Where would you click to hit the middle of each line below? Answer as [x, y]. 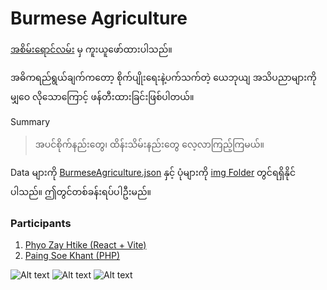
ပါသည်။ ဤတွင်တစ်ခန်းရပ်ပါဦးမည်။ [81, 191]
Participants [41, 223]
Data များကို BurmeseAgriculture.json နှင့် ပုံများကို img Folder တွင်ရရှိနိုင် [153, 172]
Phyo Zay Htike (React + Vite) [85, 245]
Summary [30, 121]
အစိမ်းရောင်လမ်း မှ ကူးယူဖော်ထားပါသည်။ [91, 49]
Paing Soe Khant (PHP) [72, 256]
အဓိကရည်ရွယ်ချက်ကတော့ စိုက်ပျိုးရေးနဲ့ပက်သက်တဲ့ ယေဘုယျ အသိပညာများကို [163, 77]
